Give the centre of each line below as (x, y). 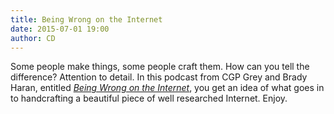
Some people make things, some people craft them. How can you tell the (160, 67)
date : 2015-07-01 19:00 (60, 29)
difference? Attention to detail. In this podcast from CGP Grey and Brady (159, 77)
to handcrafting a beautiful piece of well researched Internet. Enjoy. (149, 98)
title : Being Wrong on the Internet (86, 19)
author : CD (33, 38)
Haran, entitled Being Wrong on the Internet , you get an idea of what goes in (167, 88)
